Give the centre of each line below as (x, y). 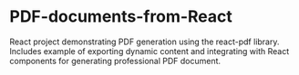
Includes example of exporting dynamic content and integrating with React (149, 51)
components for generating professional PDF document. (115, 61)
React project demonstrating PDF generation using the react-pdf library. (144, 42)
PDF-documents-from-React (121, 17)
